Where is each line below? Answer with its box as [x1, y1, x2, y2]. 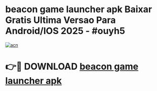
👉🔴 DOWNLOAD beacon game [5, 61, 139, 72]
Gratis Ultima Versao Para [5, 14, 116, 26]
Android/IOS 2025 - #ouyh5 [5, 25, 125, 37]
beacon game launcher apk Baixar [5, 4, 152, 15]
